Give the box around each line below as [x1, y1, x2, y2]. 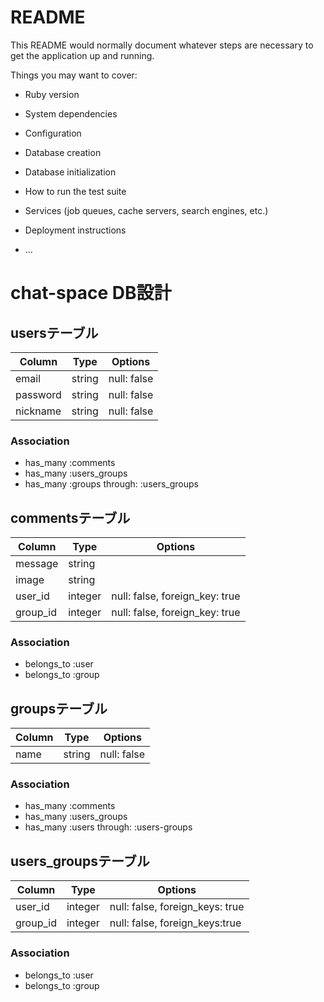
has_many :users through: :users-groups [24, 821, 193, 833]
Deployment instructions [24, 224, 127, 236]
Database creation [24, 146, 102, 158]
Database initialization [24, 166, 117, 178]
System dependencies [24, 107, 118, 120]
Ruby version [24, 88, 80, 100]
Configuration [24, 127, 82, 139]
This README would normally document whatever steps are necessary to [10, 39, 314, 51]
